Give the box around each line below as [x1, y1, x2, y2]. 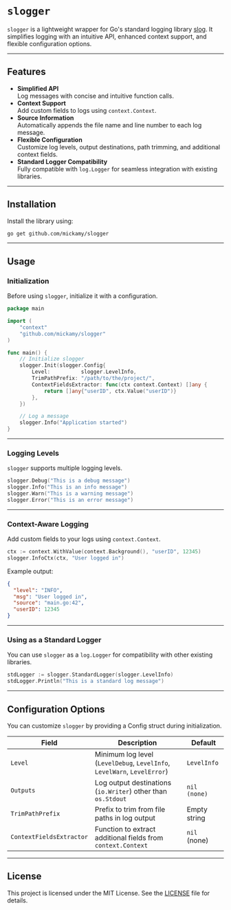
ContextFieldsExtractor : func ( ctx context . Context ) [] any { [32, 381, 208, 388]
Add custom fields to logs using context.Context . [16, 106, 157, 114]
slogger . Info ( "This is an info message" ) [7, 484, 128, 491]
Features [7, 66, 46, 78]
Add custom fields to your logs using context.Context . [7, 535, 161, 543]
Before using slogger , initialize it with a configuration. [7, 292, 158, 300]
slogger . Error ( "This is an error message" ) [7, 496, 134, 503]
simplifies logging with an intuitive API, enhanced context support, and [7, 32, 208, 41]
